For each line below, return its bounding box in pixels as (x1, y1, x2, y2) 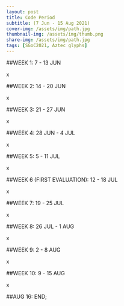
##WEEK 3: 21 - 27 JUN (6, 106, 66, 113)
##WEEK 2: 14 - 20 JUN (6, 82, 66, 89)
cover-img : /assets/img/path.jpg (6, 25, 90, 32)
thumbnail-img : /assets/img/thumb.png (6, 31, 104, 37)
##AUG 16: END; (6, 293, 47, 300)
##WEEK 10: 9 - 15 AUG (6, 269, 65, 276)
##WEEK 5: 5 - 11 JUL (6, 152, 60, 160)
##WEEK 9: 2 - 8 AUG (6, 246, 61, 253)
